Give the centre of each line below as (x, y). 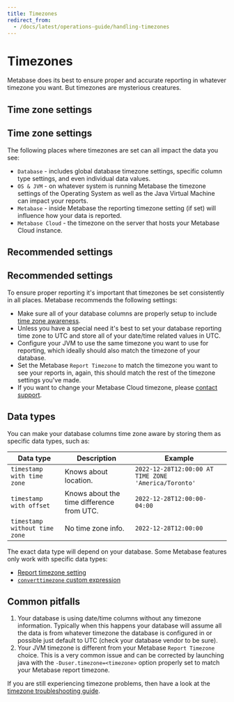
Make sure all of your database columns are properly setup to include (117, 313)
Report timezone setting (52, 572)
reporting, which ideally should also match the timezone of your (109, 350)
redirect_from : (29, 20)
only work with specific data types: (57, 559)
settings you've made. (49, 380)
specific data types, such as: (48, 441)
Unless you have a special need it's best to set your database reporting (119, 328)
